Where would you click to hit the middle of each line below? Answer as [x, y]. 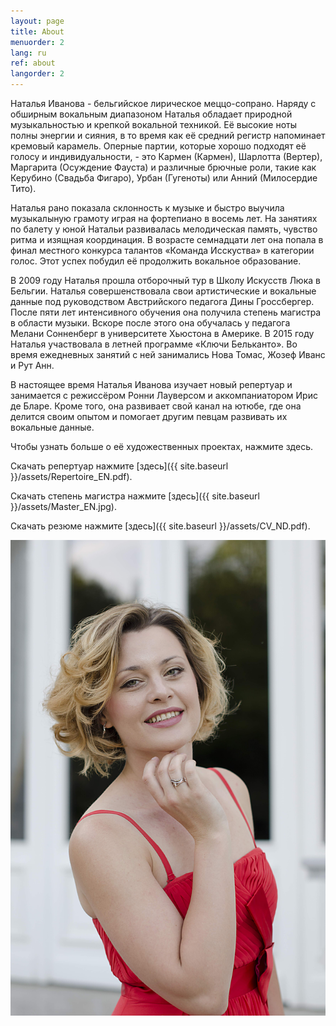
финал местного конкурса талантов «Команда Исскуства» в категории [162, 250]
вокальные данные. [52, 427]
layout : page [37, 21]
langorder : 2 [37, 74]
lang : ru [28, 53]
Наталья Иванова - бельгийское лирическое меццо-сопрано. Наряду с [163, 103]
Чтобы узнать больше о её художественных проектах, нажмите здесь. [161, 446]
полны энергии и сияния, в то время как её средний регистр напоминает [168, 135]
